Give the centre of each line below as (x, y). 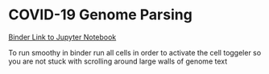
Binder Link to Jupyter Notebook (62, 37)
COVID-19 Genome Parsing (101, 15)
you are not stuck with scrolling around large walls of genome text (118, 61)
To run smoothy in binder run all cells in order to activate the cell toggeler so (135, 52)
